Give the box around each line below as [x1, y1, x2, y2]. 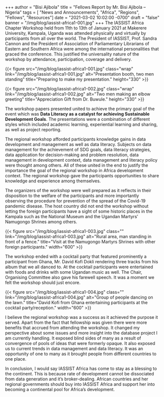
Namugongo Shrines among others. [5, 219, 78, 225]
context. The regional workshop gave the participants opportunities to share [5, 173, 160, 178]
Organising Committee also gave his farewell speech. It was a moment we [5, 275, 155, 280]
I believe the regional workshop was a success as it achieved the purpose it [5, 314, 158, 320]
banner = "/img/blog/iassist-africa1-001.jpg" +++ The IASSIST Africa [5, 20, 144, 26]
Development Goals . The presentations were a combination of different [5, 116, 150, 122]
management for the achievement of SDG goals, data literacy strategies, [5, 147, 151, 152]
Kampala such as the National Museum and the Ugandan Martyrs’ [5, 214, 138, 219]
